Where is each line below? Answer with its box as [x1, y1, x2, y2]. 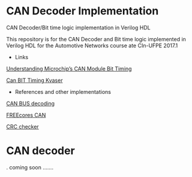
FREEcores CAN [6, 111, 46, 118]
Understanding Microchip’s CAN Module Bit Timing [6, 65, 132, 72]
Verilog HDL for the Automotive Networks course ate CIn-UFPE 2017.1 [6, 42, 178, 49]
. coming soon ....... [6, 163, 54, 171]
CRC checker [6, 123, 39, 130]
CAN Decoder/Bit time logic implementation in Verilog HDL [6, 24, 151, 31]
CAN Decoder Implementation [6, 4, 159, 18]
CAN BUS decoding [6, 100, 55, 107]
